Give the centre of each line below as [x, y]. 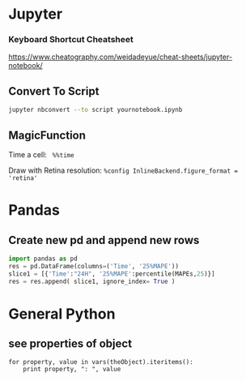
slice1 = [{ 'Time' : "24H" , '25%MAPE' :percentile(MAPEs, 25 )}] [112, 274]
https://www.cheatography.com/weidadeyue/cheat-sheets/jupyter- [121, 57]
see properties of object [70, 344]
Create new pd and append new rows [104, 240]
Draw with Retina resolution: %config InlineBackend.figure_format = [123, 170]
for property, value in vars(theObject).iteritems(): [101, 362]
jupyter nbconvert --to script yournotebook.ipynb [95, 110]
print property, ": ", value [72, 370]
